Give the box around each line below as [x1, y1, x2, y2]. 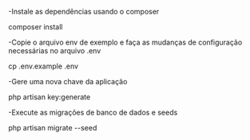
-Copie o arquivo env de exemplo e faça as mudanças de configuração [8, 37, 243, 47]
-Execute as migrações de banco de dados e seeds [8, 107, 178, 117]
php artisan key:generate [8, 92, 91, 102]
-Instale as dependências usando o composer [8, 7, 160, 16]
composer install [8, 22, 63, 31]
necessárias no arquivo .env [8, 46, 101, 55]
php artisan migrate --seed [8, 123, 97, 132]
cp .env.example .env [8, 61, 78, 71]
